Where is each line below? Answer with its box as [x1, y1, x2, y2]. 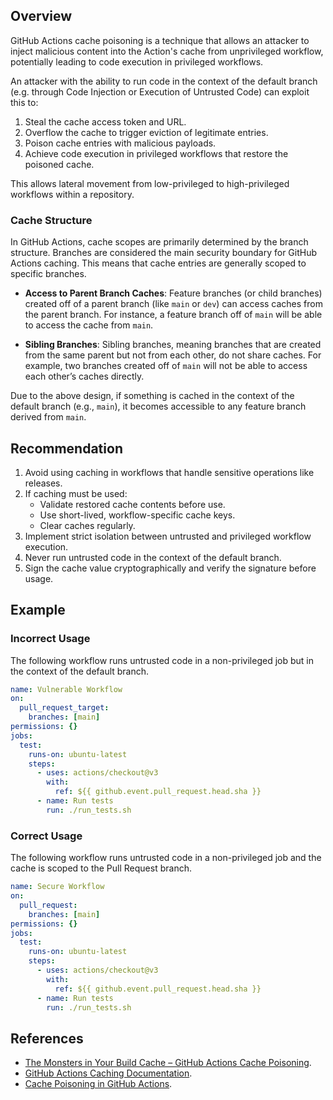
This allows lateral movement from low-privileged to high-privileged [10, 177, 290, 189]
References [10, 1030, 84, 1047]
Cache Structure [10, 213, 93, 227]
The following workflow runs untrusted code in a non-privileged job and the [10, 852, 322, 864]
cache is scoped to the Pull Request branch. [10, 862, 192, 874]
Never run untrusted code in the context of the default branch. [24, 551, 282, 563]
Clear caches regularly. [39, 519, 136, 531]
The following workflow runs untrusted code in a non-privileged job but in [10, 654, 314, 666]
